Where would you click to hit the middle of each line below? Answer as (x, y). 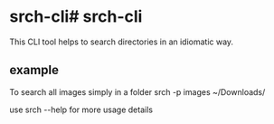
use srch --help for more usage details (81, 110)
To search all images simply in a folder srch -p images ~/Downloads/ (137, 91)
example (34, 70)
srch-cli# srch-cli (76, 17)
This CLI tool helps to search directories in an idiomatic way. (121, 42)
